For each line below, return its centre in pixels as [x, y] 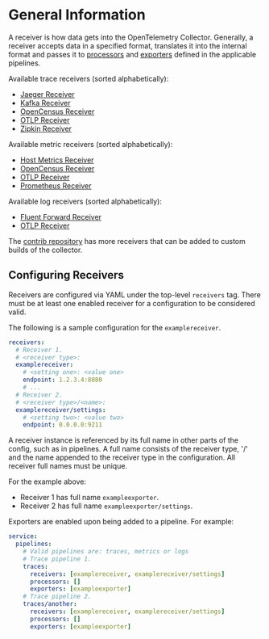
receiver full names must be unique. [68, 466]
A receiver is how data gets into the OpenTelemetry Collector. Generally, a [131, 37]
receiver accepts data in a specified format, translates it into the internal [128, 45]
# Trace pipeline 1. [57, 559]
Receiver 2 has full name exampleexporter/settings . [106, 506]
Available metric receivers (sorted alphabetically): [91, 144]
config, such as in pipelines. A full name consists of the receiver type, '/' [128, 449]
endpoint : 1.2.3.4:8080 [63, 380]
